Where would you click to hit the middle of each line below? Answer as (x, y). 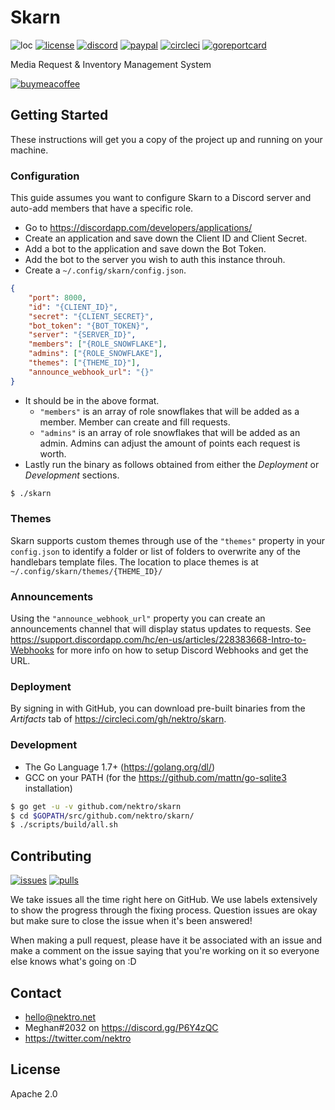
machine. (29, 150)
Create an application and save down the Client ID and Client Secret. (166, 238)
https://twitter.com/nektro (78, 1038)
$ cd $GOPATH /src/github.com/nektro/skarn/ (102, 816)
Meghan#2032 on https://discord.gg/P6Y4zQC (121, 1027)
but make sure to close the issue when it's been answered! (131, 921)
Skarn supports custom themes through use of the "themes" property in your (168, 540)
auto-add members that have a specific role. (102, 208)
